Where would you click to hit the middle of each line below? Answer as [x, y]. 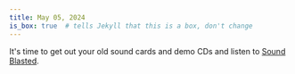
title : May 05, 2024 [48, 17]
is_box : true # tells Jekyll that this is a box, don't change [131, 26]
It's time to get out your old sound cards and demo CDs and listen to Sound [147, 51]
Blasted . [25, 61]
